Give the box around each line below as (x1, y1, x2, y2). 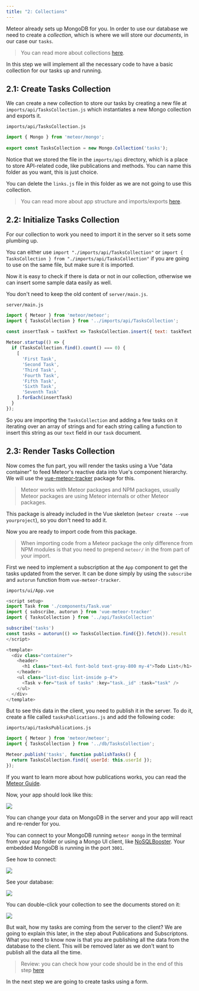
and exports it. (6, 112, 41, 119)
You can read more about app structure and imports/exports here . (20, 198, 182, 205)
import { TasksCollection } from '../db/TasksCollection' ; (6, 741, 155, 747)
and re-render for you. (6, 820, 61, 827)
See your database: (6, 878, 54, 885)
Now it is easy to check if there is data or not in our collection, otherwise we (6, 272, 191, 279)
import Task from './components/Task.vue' (6, 603, 113, 610)
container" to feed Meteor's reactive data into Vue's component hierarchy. (6, 468, 188, 475)
